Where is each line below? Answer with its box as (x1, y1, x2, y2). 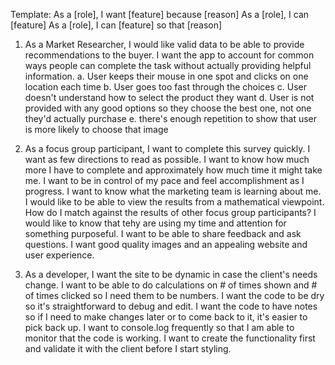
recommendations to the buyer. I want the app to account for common (24, 49, 315, 61)
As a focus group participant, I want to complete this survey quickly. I (24, 143, 311, 154)
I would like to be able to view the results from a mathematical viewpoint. (24, 196, 325, 208)
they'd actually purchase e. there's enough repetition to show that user (24, 113, 318, 124)
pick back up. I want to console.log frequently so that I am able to (24, 322, 295, 333)
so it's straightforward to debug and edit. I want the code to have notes (24, 300, 318, 312)
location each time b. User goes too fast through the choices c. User (24, 81, 308, 93)
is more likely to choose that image (24, 124, 169, 135)
